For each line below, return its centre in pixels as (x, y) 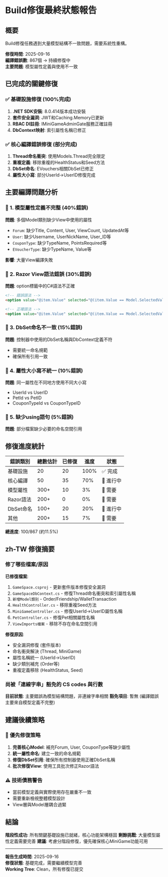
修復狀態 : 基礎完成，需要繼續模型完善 (44, 862)
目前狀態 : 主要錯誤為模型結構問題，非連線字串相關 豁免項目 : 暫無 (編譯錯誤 (82, 696)
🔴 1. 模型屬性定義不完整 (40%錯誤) (47, 208)
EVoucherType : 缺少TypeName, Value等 (52, 249)
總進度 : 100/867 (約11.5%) (32, 532)
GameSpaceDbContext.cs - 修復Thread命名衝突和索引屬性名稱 (74, 593)
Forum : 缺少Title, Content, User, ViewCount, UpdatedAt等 (70, 230)
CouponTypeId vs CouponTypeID (46, 403)
